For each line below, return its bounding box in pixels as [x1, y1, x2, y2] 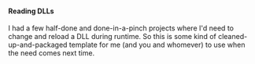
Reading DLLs [8, 6, 54, 16]
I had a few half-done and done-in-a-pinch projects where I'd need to [8, 23, 235, 33]
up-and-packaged [8, 40, 68, 50]
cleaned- [217, 32, 248, 41]
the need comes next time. [8, 48, 95, 58]
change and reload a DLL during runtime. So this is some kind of [8, 32, 216, 41]
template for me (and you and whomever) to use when [68, 40, 246, 50]
